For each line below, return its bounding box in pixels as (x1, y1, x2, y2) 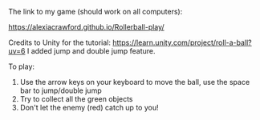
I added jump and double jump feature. (26, 46, 156, 55)
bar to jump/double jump (19, 86, 102, 95)
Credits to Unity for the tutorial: (8, 38, 111, 47)
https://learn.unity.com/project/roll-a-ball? (112, 38, 253, 47)
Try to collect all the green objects (19, 94, 134, 103)
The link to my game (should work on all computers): (8, 7, 183, 16)
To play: (8, 62, 35, 71)
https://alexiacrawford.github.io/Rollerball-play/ (8, 22, 165, 31)
